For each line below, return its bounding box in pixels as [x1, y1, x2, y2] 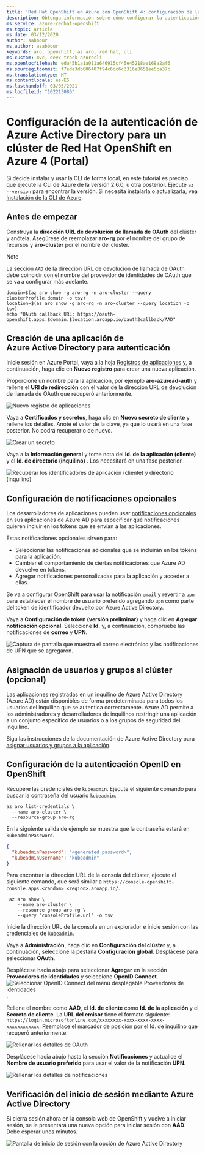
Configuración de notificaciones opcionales [6, 493, 177, 504]
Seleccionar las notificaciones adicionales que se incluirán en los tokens [15, 546, 197, 554]
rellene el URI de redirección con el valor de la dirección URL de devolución [6, 384, 197, 391]
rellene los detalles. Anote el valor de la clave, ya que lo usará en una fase [6, 420, 192, 428]
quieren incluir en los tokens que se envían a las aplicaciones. [6, 523, 162, 530]
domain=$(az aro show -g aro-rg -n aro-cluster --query [6, 289, 151, 296]
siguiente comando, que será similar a [6, 878, 103, 885]
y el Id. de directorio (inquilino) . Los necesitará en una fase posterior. [6, 457, 183, 464]
